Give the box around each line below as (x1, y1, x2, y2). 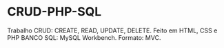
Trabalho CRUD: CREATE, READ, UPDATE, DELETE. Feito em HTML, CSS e (7, 26, 218, 34)
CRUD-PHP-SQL (7, 4, 102, 20)
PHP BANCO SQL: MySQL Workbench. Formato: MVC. (7, 33, 161, 41)
